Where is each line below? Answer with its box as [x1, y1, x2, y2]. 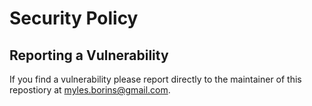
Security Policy [9, 7, 139, 30]
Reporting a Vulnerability [9, 47, 169, 64]
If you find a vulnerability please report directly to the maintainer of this [9, 73, 302, 85]
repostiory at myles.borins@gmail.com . [9, 84, 171, 96]
